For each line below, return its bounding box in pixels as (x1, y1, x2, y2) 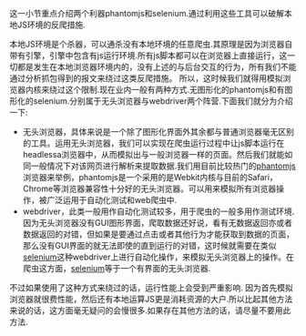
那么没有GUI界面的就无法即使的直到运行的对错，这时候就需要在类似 (22, 240, 277, 250)
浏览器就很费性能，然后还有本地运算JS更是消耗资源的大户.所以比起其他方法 (9, 294, 293, 304)
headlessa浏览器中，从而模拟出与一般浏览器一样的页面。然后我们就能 (22, 149, 285, 159)
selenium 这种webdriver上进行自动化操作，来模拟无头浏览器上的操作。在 (22, 251, 294, 262)
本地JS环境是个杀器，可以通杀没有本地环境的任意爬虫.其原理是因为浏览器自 (9, 39, 293, 49)
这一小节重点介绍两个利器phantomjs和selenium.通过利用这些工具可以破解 (9, 8, 285, 18)
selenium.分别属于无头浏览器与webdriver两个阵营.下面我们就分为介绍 (33, 96, 293, 107)
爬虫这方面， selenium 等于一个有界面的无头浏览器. (22, 263, 211, 273)
